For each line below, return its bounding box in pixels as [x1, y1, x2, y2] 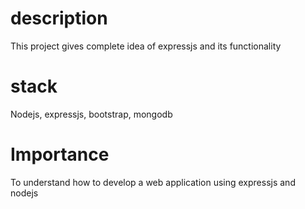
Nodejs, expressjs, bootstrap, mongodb [10, 108, 173, 120]
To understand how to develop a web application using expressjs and [10, 176, 296, 188]
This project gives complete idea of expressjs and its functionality [10, 40, 282, 52]
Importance [10, 143, 110, 166]
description [10, 7, 108, 30]
